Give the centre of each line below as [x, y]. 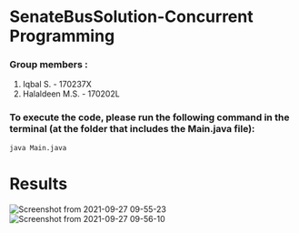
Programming [62, 36]
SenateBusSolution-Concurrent [131, 17]
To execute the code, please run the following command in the [149, 117]
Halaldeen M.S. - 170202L [71, 94]
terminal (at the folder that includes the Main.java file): [132, 129]
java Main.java [38, 147]
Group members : [49, 65]
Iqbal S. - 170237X [57, 85]
